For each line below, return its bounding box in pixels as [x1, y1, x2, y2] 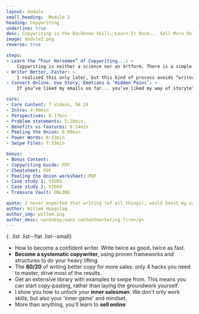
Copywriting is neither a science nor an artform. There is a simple [17, 63, 192, 69]
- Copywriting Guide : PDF [6, 162, 70, 168]
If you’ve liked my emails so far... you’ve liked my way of [17, 85, 171, 92]
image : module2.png [6, 36, 54, 42]
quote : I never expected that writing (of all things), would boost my [6, 200, 187, 206]
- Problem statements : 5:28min [6, 118, 84, 124]
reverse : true [6, 42, 41, 48]
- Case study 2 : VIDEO [6, 184, 62, 190]
